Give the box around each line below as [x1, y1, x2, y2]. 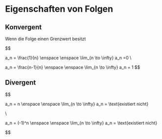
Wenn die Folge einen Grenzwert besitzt [5, 36, 86, 42]
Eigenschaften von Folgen [5, 3, 114, 15]
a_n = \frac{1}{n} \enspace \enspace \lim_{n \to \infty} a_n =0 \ [5, 55, 132, 61]
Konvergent [5, 23, 42, 31]
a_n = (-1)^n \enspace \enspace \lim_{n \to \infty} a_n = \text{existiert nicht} [5, 120, 158, 126]
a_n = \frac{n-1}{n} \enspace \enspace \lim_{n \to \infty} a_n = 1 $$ [5, 65, 140, 70]
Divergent [5, 78, 36, 87]
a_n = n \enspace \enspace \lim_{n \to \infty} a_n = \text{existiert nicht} [5, 101, 149, 107]
